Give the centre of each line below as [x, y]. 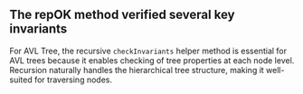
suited [21, 80]
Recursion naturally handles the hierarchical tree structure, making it [137, 70]
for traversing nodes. [74, 80]
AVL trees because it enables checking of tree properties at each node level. [152, 60]
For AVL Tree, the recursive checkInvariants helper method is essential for [148, 51]
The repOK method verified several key [122, 15]
